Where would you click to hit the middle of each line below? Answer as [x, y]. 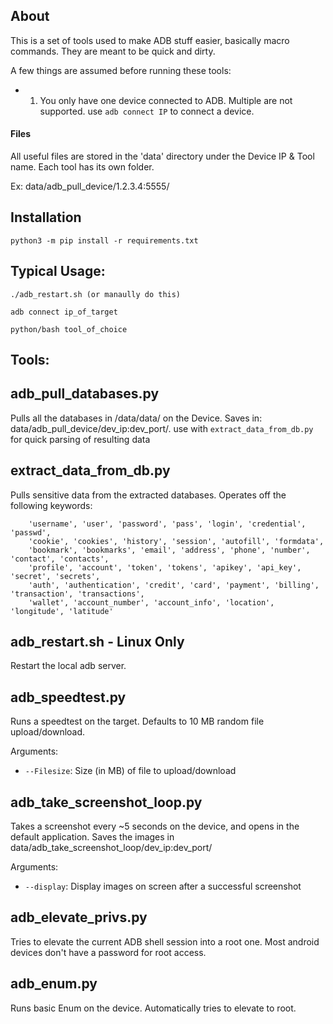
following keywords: [51, 505]
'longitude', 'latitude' [62, 611]
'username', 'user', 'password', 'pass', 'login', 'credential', [167, 524]
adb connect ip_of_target [64, 312]
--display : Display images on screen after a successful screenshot [163, 886]
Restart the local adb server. [68, 666]
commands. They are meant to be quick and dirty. [113, 51]
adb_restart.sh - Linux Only [97, 642]
